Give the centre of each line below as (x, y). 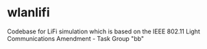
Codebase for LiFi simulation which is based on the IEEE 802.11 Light (103, 31)
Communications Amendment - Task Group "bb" (76, 38)
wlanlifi (28, 13)
